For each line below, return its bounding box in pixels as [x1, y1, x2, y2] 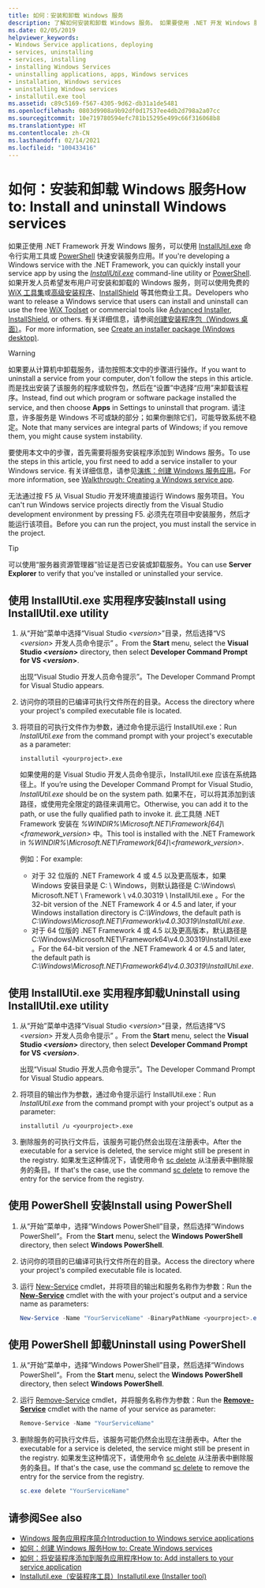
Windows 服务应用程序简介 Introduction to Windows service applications [19, 1533, 255, 1543]
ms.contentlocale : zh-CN [8, 129, 90, 137]
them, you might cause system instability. [8, 431, 144, 441]
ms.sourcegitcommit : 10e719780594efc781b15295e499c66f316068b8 [8, 115, 221, 122]
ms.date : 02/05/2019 [8, 26, 77, 34]
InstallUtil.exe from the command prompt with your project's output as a [19, 1098, 254, 1108]
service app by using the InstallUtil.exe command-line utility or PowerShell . [8, 269, 252, 278]
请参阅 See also [8, 1511, 83, 1525]
